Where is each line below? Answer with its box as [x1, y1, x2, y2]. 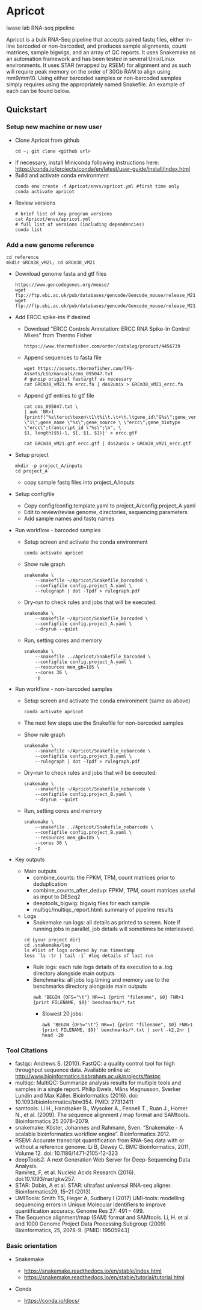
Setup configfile [14, 490, 55, 497]
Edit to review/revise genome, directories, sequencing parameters [23, 508, 188, 515]
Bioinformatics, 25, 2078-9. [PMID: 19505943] [14, 1227, 129, 1234]
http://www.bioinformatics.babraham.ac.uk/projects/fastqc [14, 1073, 161, 1080]
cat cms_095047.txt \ [23, 403, 78, 410]
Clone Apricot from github [14, 136, 80, 144]
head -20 [41, 1032, 64, 1038]
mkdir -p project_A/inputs [14, 463, 83, 469]
